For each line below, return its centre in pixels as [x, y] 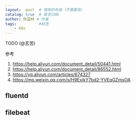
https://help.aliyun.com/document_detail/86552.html [67, 69]
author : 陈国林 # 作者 [27, 19]
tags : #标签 [27, 24]
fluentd [17, 95]
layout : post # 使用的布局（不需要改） [45, 10]
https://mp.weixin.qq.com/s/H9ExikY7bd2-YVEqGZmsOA [72, 80]
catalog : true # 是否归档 [32, 14]
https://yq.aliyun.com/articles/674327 [51, 74]
